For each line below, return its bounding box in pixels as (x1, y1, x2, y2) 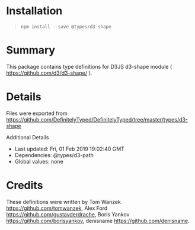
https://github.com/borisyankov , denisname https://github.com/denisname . (6, 217, 190, 224)
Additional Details (6, 133, 49, 140)
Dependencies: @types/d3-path (14, 151, 94, 158)
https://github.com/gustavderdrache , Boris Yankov (6, 210, 130, 218)
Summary (6, 43, 55, 57)
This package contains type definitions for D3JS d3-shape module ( (6, 63, 172, 70)
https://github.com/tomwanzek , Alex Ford (6, 205, 108, 212)
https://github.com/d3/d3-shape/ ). (6, 69, 92, 76)
